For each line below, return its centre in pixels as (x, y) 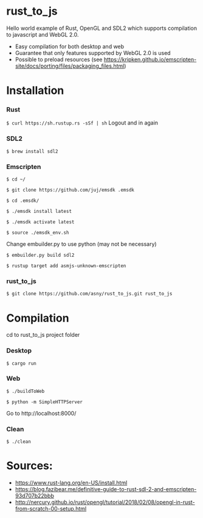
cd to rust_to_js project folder (43, 335)
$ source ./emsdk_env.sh (38, 233)
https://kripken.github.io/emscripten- (150, 59)
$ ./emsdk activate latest (40, 222)
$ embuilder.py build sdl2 (40, 255)
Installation (35, 91)
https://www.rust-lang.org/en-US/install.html (71, 483)
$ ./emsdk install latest (39, 212)
